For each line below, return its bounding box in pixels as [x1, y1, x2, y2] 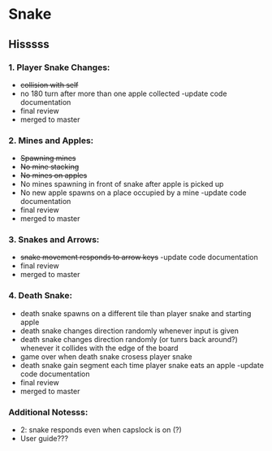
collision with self [19, 80, 79, 89]
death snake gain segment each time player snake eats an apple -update [19, 360, 264, 370]
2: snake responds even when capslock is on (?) [19, 425, 183, 435]
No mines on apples [19, 171, 88, 180]
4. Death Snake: [8, 290, 73, 301]
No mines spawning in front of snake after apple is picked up [19, 180, 224, 189]
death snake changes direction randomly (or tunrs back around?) [19, 334, 238, 344]
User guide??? [19, 434, 69, 444]
